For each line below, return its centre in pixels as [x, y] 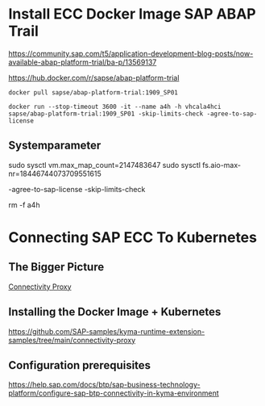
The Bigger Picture [56, 267]
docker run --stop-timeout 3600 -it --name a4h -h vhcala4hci [115, 107]
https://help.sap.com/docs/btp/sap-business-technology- [104, 385]
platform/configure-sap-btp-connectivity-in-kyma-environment [114, 393]
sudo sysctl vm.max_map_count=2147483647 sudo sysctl [105, 165]
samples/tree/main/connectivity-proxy [72, 340]
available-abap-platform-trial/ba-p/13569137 [83, 62]
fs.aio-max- [222, 165]
